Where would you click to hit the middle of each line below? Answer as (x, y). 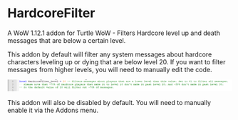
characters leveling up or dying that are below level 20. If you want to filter (117, 61)
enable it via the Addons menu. (53, 110)
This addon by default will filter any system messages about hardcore (110, 54)
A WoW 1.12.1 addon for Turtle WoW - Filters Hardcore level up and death (114, 33)
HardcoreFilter (51, 13)
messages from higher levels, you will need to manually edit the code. (110, 69)
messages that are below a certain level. (67, 40)
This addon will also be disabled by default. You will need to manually (109, 103)
